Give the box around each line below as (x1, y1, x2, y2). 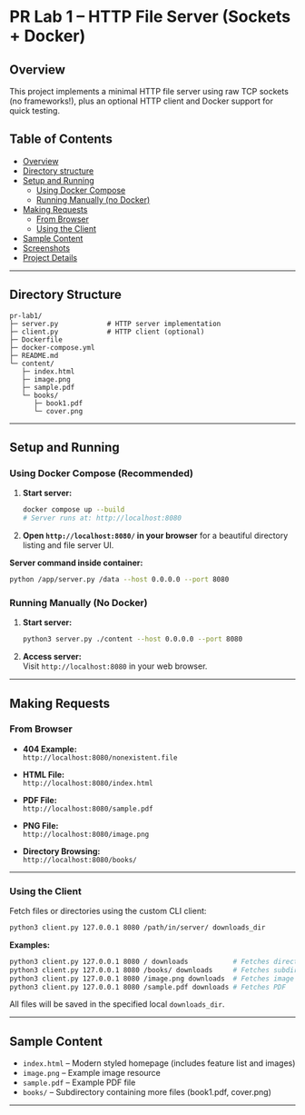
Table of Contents (9, 132, 113, 147)
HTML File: (22, 769, 65, 780)
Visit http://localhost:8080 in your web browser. (22, 661, 208, 672)
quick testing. (9, 105, 61, 115)
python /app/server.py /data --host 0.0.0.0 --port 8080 (9, 575, 230, 584)
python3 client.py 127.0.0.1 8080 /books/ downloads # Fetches (9, 965, 271, 974)
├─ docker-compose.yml (9, 343, 95, 352)
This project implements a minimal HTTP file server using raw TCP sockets (9, 86, 289, 96)
